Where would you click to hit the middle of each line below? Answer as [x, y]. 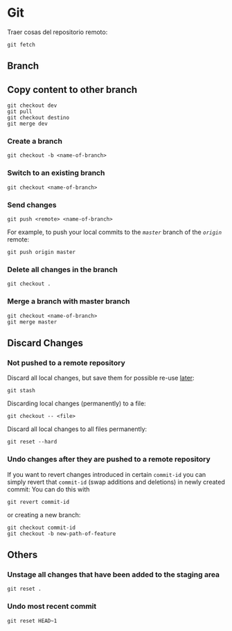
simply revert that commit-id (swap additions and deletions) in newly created [116, 482]
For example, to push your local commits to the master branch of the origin [115, 232]
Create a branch [35, 142]
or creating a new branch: [44, 514]
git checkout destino [38, 118]
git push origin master [42, 252]
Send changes [32, 205]
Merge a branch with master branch [69, 301]
